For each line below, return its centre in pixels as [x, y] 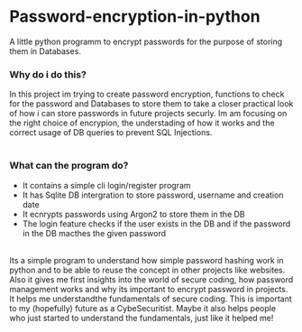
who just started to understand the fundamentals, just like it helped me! [142, 318]
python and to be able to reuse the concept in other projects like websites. [147, 270]
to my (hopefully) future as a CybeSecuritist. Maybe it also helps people [143, 308]
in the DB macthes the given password [94, 233]
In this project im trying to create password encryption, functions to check [147, 94]
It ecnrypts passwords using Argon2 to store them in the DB [133, 214]
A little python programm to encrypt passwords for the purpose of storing [146, 41]
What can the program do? [69, 166]
